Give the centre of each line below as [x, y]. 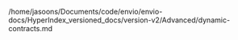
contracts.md [31, 28]
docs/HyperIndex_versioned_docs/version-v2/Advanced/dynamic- [119, 20]
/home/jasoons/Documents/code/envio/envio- [86, 12]
